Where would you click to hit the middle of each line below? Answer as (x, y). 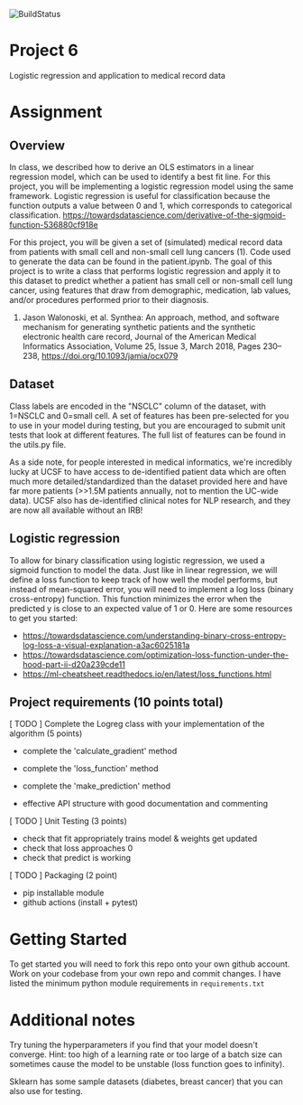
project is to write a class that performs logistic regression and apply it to (145, 270)
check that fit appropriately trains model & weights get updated (140, 839)
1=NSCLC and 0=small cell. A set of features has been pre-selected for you (149, 415)
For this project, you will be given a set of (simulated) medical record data (146, 242)
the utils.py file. (38, 444)
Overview (37, 145)
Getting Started (69, 939)
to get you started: (44, 618)
